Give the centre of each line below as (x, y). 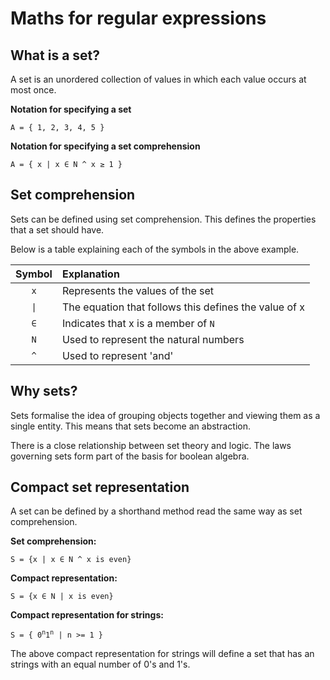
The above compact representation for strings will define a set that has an (162, 654)
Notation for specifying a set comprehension (105, 146)
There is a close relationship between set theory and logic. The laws (151, 445)
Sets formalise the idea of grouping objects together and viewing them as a (165, 415)
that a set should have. (57, 229)
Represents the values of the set (138, 290)
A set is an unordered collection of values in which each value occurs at (158, 79)
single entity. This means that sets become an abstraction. (130, 426)
